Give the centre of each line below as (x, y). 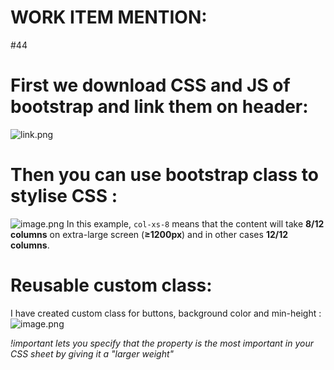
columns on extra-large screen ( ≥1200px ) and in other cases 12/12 (149, 234)
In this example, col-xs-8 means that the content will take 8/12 (195, 223)
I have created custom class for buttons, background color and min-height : (166, 313)
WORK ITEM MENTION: (109, 17)
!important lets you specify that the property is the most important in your (162, 343)
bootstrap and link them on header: (159, 107)
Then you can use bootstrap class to (164, 175)
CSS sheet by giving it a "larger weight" (92, 353)
